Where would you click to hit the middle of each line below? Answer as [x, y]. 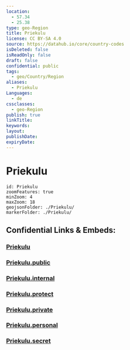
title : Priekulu [26, 33]
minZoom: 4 [19, 197]
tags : [13, 71]
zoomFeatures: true [30, 192]
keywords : [18, 126]
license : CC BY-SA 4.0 [34, 39]
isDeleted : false [27, 50]
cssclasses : [20, 104]
